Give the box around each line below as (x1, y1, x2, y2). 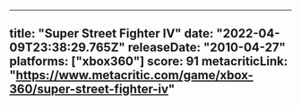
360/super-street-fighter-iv (9, 82, 168, 97)
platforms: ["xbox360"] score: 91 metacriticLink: (9, 54, 288, 69)
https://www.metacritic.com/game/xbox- (15, 68, 254, 83)
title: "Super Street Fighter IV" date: (9, 26, 214, 41)
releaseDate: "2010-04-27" (127, 40, 287, 55)
